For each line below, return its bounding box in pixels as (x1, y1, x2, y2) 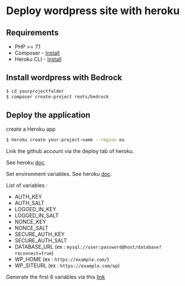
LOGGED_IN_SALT (14, 212, 59, 219)
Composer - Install (14, 49, 60, 56)
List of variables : (6, 182, 48, 189)
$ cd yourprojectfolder (6, 88, 65, 94)
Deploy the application (6, 110, 91, 120)
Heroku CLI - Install (14, 56, 62, 62)
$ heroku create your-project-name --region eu (6, 137, 125, 143)
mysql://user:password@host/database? (66, 244, 162, 251)
